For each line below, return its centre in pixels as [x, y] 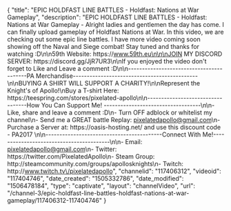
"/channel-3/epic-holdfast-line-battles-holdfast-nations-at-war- [98, 193]
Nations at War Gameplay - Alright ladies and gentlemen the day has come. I [115, 24]
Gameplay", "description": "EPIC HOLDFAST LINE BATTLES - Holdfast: [107, 17]
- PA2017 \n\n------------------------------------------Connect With [104, 134]
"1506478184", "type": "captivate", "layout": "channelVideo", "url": [101, 186]
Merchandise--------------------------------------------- [117, 76]
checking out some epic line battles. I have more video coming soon [104, 39]
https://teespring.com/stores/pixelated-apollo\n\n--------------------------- [115, 98]
